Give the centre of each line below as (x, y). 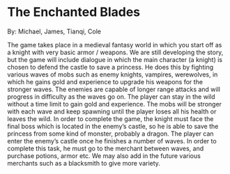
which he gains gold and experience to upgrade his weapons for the (105, 81)
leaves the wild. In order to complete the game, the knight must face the (110, 118)
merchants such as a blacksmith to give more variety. (84, 163)
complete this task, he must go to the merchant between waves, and (106, 148)
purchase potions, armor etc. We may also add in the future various (104, 156)
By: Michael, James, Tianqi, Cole (54, 31)
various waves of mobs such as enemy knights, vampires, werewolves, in (113, 74)
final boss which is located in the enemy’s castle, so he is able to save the (113, 126)
